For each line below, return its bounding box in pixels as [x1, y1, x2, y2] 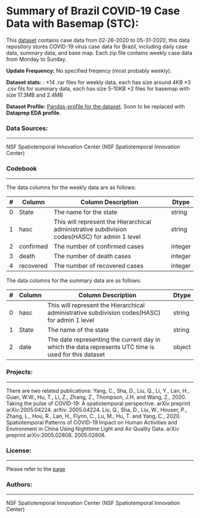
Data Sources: [6, 124, 48, 132]
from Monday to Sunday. [6, 55, 67, 63]
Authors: [6, 480, 33, 489]
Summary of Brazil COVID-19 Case [6, 4, 180, 18]
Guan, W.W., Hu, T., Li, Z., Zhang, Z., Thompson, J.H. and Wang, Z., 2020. [6, 393, 186, 401]
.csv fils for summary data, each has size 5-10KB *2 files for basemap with [6, 85, 190, 92]
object [173, 343, 191, 351]
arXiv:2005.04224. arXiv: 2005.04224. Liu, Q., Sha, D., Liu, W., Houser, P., [6, 406, 187, 413]
